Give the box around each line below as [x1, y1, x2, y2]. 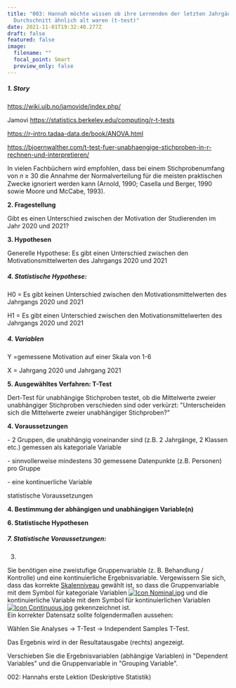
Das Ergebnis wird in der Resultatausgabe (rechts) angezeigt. [7, 637, 185, 647]
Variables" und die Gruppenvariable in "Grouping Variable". [7, 658, 178, 668]
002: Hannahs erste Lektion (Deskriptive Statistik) [7, 673, 152, 681]
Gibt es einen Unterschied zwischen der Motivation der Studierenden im [7, 214, 216, 222]
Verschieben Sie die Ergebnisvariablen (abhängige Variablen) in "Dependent [7, 651, 228, 660]
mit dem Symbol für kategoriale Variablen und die [7, 588, 209, 597]
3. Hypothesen [7, 235, 51, 243]
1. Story [7, 84, 30, 93]
